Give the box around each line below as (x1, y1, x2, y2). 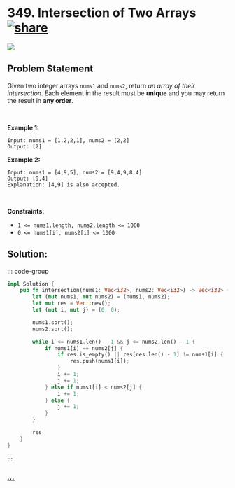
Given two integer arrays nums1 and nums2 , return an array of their (7, 81, 196, 90)
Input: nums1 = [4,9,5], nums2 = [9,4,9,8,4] (7, 169, 142, 176)
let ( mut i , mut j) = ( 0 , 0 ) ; (32, 307, 120, 314)
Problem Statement (7, 63, 94, 75)
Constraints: (7, 207, 45, 215)
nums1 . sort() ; (32, 319, 73, 326)
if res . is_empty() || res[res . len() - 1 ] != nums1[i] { (57, 351, 224, 358)
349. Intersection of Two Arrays (7, 5, 197, 21)
